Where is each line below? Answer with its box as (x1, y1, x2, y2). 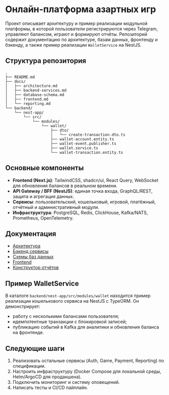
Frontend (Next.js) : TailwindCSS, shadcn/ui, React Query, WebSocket (12, 177, 158, 183)
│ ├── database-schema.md (5, 92, 65, 97)
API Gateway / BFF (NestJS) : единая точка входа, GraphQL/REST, (12, 188, 153, 194)
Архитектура (12, 243, 40, 249)
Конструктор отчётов (12, 265, 59, 271)
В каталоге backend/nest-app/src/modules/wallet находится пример (5, 293, 151, 299)
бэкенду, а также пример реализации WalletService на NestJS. (5, 42, 142, 48)
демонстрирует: (5, 303, 40, 310)
